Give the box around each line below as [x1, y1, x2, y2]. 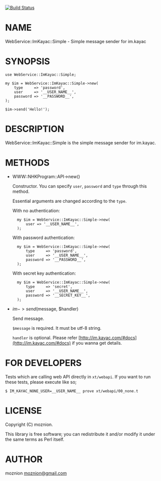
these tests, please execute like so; [5, 379, 77, 385]
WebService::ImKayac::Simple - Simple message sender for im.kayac [5, 38, 147, 44]
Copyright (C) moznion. [5, 421, 53, 427]
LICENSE [5, 405, 42, 416]
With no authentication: [12, 207, 60, 213]
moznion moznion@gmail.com [5, 470, 67, 476]
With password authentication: [12, 235, 75, 240]
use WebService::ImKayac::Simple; [5, 72, 77, 77]
